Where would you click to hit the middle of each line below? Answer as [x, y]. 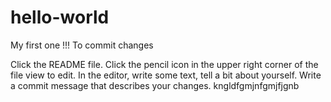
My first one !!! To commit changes [82, 45]
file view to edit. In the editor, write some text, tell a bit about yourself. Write [166, 75]
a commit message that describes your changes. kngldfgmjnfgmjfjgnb [155, 85]
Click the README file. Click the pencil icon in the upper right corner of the [164, 64]
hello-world [60, 17]
